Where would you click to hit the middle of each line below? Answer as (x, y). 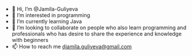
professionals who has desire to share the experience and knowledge (97, 34)
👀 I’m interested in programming (51, 15)
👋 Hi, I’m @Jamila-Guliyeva (45, 9)
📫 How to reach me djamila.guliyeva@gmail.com (72, 46)
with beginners (30, 40)
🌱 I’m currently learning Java (47, 21)
